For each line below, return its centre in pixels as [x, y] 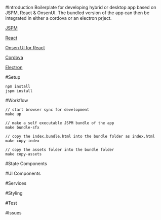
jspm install [19, 91]
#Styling [14, 193]
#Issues [13, 213]
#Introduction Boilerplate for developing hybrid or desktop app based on [81, 7]
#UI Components [23, 173]
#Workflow [17, 100]
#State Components [26, 164]
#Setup [13, 77]
